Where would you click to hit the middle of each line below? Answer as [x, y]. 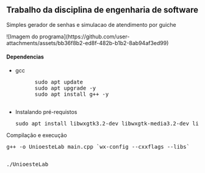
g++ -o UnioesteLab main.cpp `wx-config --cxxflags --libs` [98, 147]
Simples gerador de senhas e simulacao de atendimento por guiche [91, 24]
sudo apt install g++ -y [72, 94]
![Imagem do [22, 37]
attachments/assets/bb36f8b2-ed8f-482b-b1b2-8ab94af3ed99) [88, 43]
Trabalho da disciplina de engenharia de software [102, 10]
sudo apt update [59, 82]
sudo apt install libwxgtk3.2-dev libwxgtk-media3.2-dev [102, 124]
